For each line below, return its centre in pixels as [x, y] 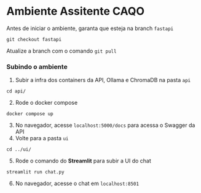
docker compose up [30, 114]
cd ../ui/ [19, 149]
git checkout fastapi [34, 39]
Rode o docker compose [46, 103]
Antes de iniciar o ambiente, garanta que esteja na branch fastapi [90, 28]
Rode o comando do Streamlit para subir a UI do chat [83, 161]
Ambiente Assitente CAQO [76, 11]
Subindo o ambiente [37, 67]
